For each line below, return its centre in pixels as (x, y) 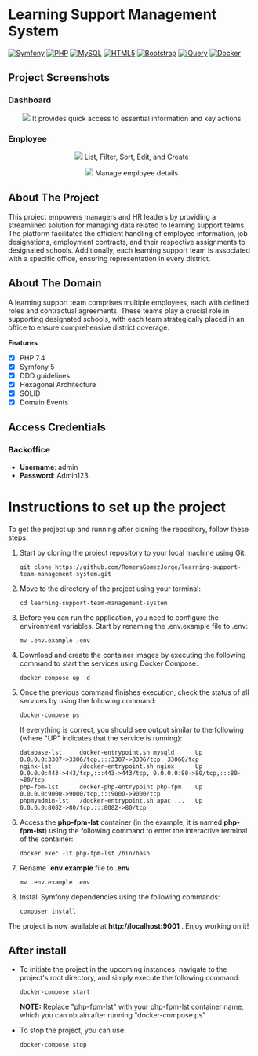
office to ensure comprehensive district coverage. (89, 327)
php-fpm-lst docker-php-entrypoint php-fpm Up (111, 787)
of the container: (46, 839)
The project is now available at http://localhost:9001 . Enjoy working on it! (129, 925)
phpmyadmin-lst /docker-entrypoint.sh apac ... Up (111, 800)
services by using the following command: (88, 700)
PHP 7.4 (32, 358)
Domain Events (44, 402)
